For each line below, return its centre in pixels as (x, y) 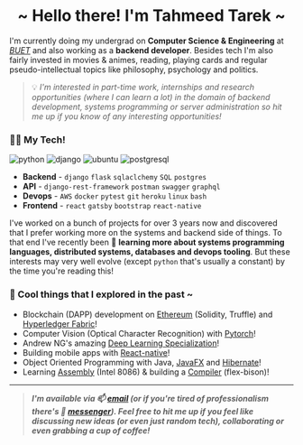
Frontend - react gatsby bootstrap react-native (112, 206)
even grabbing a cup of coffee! (91, 431)
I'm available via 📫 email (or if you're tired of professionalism (150, 398)
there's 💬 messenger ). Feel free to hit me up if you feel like (142, 411)
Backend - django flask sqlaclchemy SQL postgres (115, 177)
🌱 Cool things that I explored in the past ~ (101, 294)
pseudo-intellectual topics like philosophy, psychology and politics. (134, 70)
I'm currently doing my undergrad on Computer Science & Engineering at (147, 41)
